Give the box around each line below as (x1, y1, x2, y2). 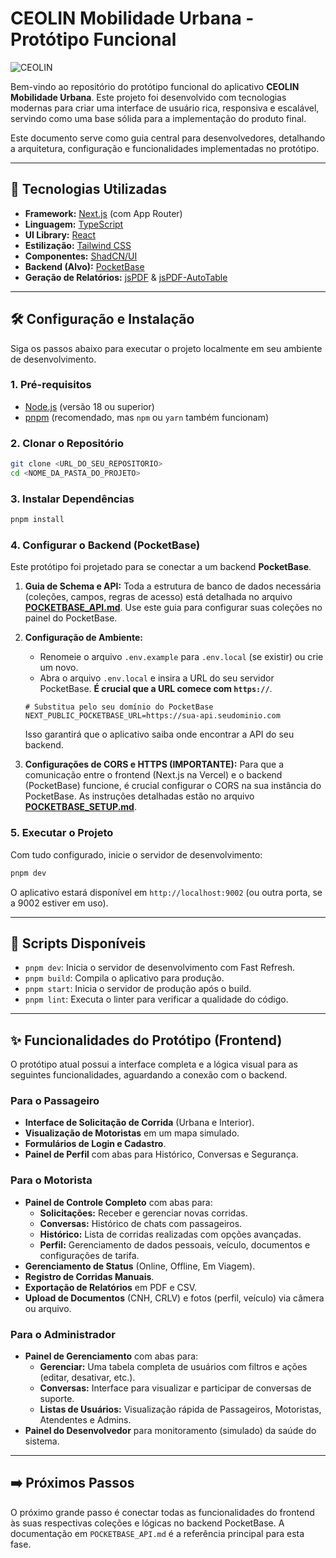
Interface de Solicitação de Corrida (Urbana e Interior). (24, 1117, 255, 1129)
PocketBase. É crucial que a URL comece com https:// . (39, 683, 273, 695)
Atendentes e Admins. (39, 1414, 132, 1426)
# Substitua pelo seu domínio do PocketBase (24, 702, 214, 712)
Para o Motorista (10, 1173, 93, 1187)
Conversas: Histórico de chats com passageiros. (39, 1217, 243, 1229)
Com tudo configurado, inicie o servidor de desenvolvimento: (10, 848, 263, 861)
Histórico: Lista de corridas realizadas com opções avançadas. (39, 1228, 302, 1240)
